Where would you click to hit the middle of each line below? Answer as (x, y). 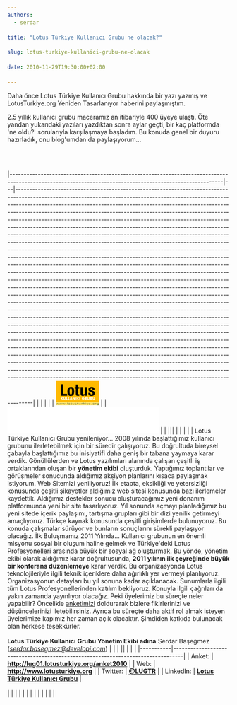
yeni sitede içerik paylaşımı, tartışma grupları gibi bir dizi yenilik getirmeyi (114, 513)
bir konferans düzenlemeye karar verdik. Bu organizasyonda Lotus (105, 566)
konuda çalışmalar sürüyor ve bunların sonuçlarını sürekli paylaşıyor (106, 528)
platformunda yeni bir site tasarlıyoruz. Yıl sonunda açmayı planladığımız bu (117, 506)
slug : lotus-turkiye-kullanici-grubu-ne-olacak (79, 52)
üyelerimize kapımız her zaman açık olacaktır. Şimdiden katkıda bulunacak (115, 618)
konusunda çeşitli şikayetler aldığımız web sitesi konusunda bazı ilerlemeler (117, 491)
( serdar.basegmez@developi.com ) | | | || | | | (72, 648)
